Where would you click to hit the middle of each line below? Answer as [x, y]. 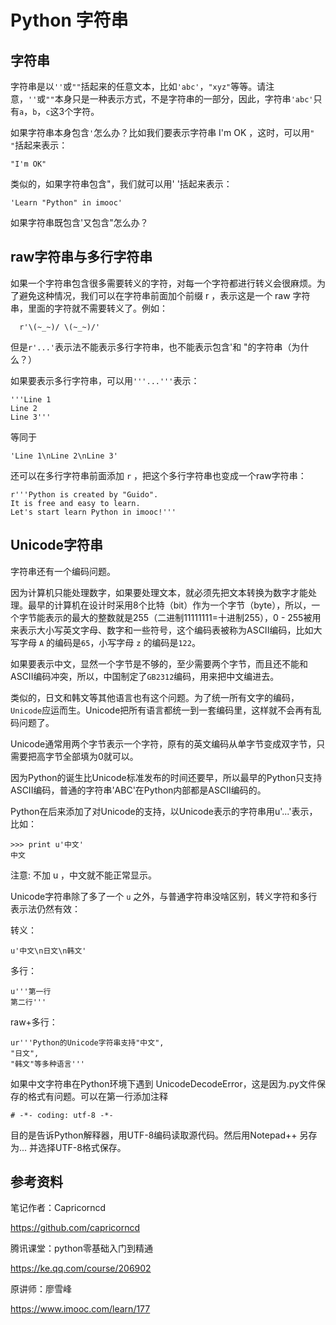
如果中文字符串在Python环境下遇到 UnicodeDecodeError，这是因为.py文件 [163, 1083]
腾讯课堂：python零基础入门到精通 [81, 1248]
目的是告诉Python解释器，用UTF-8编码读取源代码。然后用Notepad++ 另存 [164, 1135]
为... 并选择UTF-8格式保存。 [68, 1147]
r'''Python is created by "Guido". [84, 494]
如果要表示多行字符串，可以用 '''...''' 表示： [105, 380]
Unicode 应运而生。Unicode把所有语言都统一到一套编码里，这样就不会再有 [161, 710]
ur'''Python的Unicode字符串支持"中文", [87, 1042]
